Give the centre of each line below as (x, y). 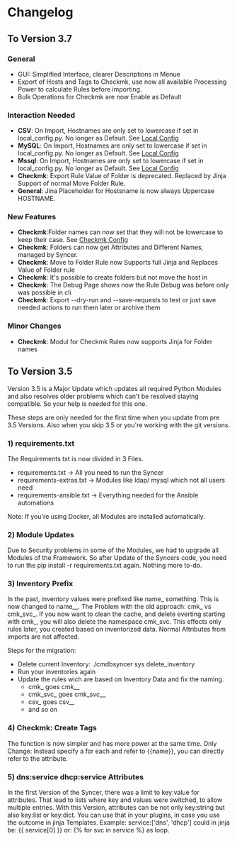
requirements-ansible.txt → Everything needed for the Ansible (108, 495)
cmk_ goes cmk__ (54, 687)
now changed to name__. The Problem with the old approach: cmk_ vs (109, 607)
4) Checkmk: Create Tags (52, 728)
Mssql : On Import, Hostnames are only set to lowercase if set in (110, 161)
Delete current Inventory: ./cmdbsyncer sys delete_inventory (106, 664)
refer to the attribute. (38, 758)
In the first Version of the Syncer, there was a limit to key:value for (103, 793)
